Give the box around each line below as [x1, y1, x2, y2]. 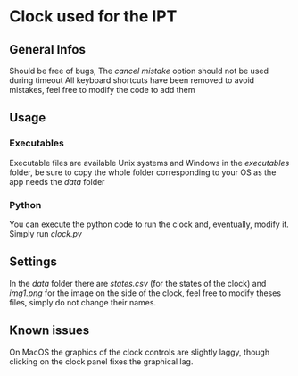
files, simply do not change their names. [9, 297, 157, 307]
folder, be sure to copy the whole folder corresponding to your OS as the [9, 167, 277, 178]
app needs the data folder [9, 176, 105, 187]
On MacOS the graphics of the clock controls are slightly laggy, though [9, 347, 270, 357]
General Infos [9, 42, 87, 57]
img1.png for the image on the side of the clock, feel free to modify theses [9, 288, 282, 298]
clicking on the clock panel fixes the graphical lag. [9, 355, 194, 367]
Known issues [9, 323, 90, 338]
